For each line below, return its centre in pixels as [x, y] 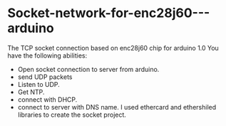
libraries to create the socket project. [72, 115]
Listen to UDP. [39, 84]
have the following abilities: [47, 56]
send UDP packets [45, 77]
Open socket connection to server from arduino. [88, 69]
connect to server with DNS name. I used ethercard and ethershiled [117, 107]
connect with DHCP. [47, 99]
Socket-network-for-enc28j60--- [109, 13]
